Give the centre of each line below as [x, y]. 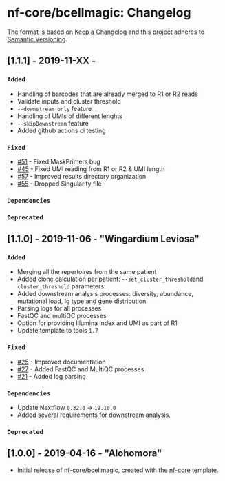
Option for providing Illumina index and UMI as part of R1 [97, 323]
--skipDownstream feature [53, 123]
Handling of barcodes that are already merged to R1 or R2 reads [107, 94]
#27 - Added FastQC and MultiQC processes [81, 369]
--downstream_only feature [54, 108]
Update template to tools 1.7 [57, 331]
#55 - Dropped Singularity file [59, 184]
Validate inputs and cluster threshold [69, 101]
